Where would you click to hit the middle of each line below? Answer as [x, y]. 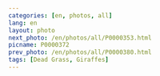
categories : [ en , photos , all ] [60, 15]
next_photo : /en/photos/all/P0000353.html [80, 38]
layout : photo [32, 30]
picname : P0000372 [39, 45]
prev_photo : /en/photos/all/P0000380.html [80, 52]
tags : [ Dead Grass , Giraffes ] [59, 60]
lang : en [23, 23]
